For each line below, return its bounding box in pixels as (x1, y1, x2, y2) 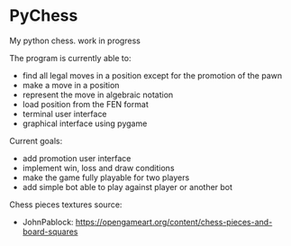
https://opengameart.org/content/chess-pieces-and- (75, 216, 273, 227)
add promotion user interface (22, 152, 132, 163)
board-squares (22, 226, 78, 237)
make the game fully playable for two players (22, 172, 190, 183)
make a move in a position (22, 79, 120, 90)
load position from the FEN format (22, 98, 149, 109)
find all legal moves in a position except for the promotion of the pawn (22, 69, 283, 81)
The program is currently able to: (9, 52, 132, 63)
